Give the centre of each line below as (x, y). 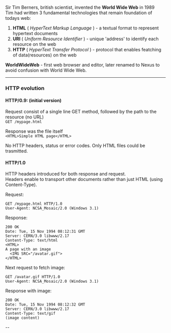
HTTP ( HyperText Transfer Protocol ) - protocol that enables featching (87, 50)
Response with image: (28, 291)
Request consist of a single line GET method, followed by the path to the (81, 112)
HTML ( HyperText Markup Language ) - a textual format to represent (86, 28)
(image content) (22, 318)
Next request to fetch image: (35, 268)
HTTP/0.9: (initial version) (34, 100)
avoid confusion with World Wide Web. (46, 70)
